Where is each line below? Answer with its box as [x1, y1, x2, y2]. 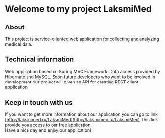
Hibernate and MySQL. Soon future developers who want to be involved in [5, 74, 156, 80]
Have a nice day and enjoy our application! [5, 127, 92, 133]
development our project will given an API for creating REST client [5, 79, 138, 84]
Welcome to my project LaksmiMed [5, 3, 152, 15]
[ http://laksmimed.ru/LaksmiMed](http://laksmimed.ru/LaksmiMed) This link [5, 116, 158, 122]
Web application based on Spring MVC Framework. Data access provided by [5, 68, 160, 74]
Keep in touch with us [5, 98, 73, 107]
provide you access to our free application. [5, 122, 92, 128]
